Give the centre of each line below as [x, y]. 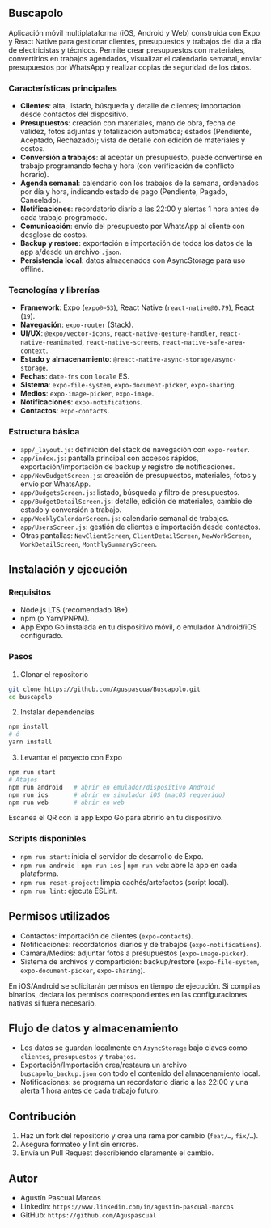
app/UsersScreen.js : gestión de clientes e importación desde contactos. [140, 527]
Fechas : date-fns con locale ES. [75, 376]
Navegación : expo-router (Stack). [77, 325]
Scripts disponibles [47, 839]
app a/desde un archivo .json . [71, 252]
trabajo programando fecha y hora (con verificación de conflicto [127, 166]
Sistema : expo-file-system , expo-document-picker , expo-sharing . [128, 385]
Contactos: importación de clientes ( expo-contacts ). [107, 936]
